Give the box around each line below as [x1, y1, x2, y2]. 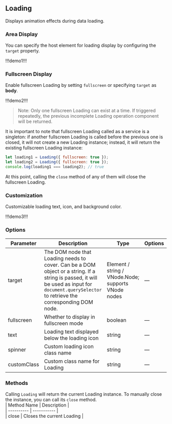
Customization [5, 192, 43, 199]
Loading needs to [44, 254, 86, 262]
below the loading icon [44, 334, 99, 341]
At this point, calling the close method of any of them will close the [5, 174, 146, 180]
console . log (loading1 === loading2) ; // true [5, 164, 104, 170]
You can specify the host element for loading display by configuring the [5, 42, 156, 48]
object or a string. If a [44, 267, 96, 274]
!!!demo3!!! [5, 213, 28, 220]
